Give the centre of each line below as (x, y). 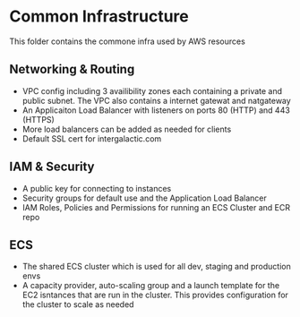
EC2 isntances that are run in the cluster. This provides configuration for (155, 295)
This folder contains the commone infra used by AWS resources (128, 41)
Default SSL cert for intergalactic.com (92, 138)
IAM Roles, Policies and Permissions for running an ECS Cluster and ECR (156, 207)
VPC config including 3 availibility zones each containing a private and (152, 90)
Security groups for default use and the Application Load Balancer (144, 198)
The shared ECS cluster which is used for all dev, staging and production (156, 267)
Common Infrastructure (99, 17)
